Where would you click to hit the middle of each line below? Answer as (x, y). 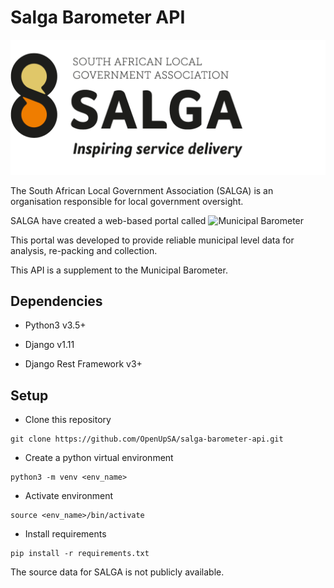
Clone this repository (68, 420)
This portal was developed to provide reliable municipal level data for (152, 240)
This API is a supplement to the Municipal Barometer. (119, 270)
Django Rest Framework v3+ (83, 364)
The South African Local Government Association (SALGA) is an (142, 190)
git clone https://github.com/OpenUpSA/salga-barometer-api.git (147, 439)
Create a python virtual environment (99, 458)
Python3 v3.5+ (55, 325)
